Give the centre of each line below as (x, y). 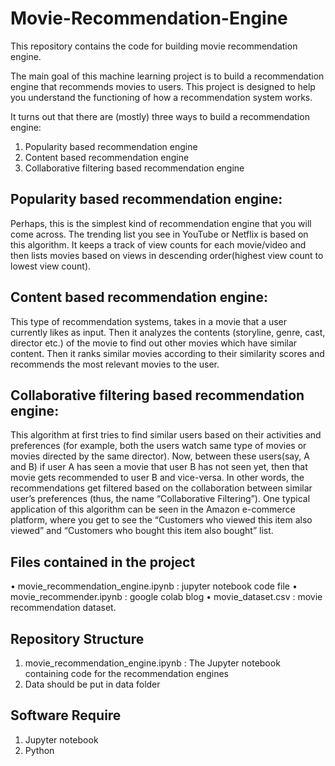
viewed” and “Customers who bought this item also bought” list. (142, 531)
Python (39, 750)
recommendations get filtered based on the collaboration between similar (161, 488)
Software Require (66, 715)
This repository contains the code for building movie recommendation (154, 46)
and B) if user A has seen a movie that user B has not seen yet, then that (159, 467)
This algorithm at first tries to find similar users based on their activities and (166, 435)
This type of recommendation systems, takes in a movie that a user (149, 321)
